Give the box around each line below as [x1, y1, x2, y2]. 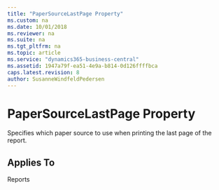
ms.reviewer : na [7, 29, 55, 37]
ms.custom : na [7, 17, 49, 24]
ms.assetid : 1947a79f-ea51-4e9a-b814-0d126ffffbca [7, 62, 158, 69]
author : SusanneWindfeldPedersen [7, 75, 105, 83]
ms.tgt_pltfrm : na [7, 43, 61, 50]
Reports [7, 175, 30, 184]
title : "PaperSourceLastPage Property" [7, 10, 124, 18]
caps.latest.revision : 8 [7, 69, 80, 76]
